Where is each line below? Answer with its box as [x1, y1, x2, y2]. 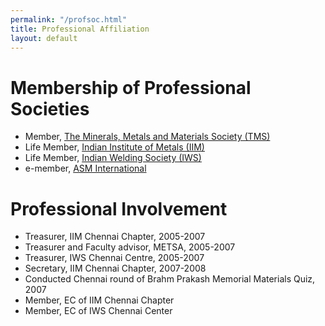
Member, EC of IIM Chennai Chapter [24, 294, 175, 306]
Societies [10, 97, 90, 120]
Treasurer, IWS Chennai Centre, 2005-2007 [24, 252, 205, 264]
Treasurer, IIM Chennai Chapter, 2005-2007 [24, 231, 206, 243]
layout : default [10, 33, 78, 43]
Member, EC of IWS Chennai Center [24, 305, 173, 317]
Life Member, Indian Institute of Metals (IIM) [24, 141, 205, 153]
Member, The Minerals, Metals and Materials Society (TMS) [24, 131, 271, 143]
